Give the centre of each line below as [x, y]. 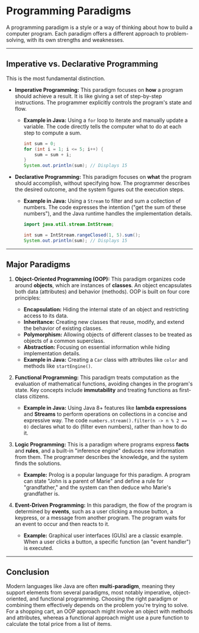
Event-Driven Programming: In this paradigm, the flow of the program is [103, 505]
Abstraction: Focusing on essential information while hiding [97, 347]
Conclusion [28, 572]
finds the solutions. [38, 463]
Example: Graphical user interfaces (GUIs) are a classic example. [103, 535]
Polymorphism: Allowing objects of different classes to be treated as [108, 334]
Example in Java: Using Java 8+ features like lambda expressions [105, 407]
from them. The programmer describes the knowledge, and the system [101, 457]
